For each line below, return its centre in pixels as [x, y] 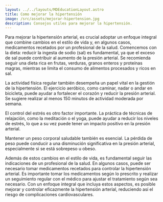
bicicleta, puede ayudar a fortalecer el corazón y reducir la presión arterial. [81, 93]
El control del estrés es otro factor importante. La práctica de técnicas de [79, 113]
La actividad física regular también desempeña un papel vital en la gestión [80, 83]
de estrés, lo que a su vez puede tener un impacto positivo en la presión [78, 124]
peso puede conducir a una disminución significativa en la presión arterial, [80, 144]
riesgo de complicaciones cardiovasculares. [49, 195]
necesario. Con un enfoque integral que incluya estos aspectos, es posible [80, 184]
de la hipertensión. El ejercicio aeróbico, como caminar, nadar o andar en [79, 88]
